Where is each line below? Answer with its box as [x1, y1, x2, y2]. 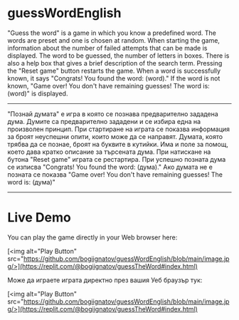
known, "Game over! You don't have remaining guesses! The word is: [7, 81, 210, 90]
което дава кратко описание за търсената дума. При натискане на [7, 148, 211, 156]
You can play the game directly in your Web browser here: [7, 233, 178, 242]
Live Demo [7, 210, 71, 226]
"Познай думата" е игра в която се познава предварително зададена [7, 109, 218, 118]
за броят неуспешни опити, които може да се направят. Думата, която [7, 132, 223, 140]
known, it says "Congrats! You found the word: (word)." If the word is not [7, 73, 221, 83]
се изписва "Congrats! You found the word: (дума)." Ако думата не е [7, 162, 213, 171]
